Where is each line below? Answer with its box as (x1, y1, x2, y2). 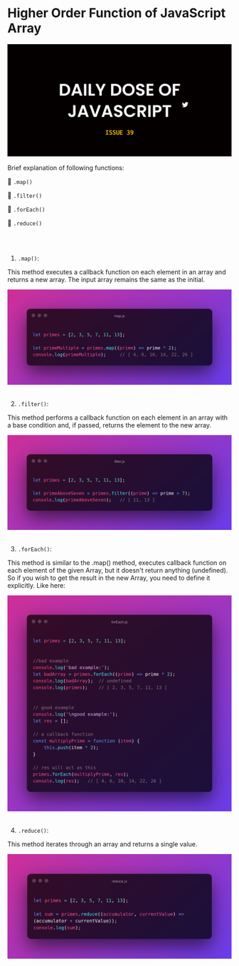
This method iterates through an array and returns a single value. (7, 840, 198, 848)
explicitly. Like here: (7, 581, 65, 590)
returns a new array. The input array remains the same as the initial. (7, 275, 205, 284)
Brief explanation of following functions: (7, 163, 124, 172)
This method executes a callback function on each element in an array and (7, 267, 226, 276)
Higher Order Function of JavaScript (7, 5, 226, 21)
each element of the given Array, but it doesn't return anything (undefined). (7, 566, 228, 575)
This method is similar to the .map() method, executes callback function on (7, 559, 227, 567)
